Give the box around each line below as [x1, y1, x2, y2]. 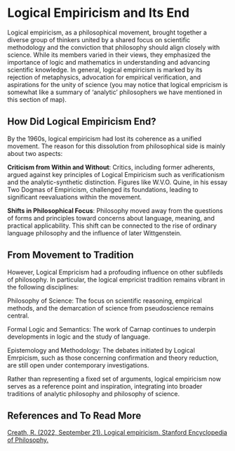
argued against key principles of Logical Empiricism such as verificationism [7, 170, 225, 178]
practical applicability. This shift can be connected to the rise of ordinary [7, 221, 217, 230]
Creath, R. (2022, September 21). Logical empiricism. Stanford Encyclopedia [7, 429, 228, 437]
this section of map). [7, 95, 67, 103]
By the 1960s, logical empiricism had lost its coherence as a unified [7, 134, 202, 143]
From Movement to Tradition [7, 249, 135, 261]
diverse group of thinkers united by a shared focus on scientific [7, 35, 191, 44]
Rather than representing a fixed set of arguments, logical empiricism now [7, 374, 221, 383]
